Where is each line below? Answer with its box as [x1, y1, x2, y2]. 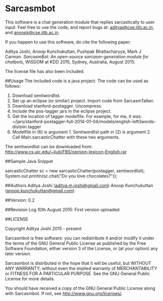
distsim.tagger [12, 123, 41, 130]
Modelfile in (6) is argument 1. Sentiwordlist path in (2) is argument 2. [12, 129, 151, 135]
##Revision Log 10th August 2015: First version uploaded [5, 207, 120, 212]
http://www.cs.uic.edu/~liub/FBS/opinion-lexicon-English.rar [5, 149, 127, 155]
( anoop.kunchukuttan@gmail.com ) [5, 187, 75, 193]
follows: [5, 83, 21, 89]
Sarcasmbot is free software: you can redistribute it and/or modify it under [5, 235, 155, 241]
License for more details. [5, 276, 55, 281]
